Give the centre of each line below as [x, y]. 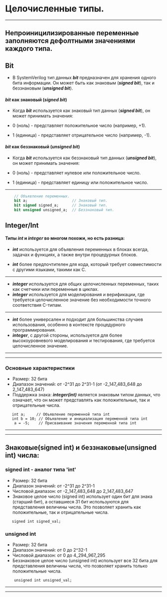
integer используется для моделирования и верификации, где [79, 294]
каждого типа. [29, 49]
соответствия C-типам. [37, 305]
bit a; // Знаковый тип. [61, 201]
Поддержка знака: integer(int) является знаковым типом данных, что [86, 394]
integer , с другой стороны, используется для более [67, 335]
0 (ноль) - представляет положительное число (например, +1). [79, 125]
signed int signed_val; [36, 521]
